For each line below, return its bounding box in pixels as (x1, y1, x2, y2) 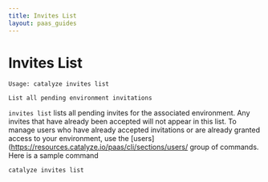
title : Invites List (8, 11, 78, 20)
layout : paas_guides (8, 19, 78, 27)
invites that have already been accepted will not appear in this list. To (8, 117, 237, 127)
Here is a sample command (8, 151, 99, 160)
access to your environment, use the (8, 134, 130, 144)
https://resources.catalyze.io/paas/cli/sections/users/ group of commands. (10, 142, 259, 152)
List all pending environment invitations (8, 94, 152, 103)
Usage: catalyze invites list (8, 80, 110, 88)
